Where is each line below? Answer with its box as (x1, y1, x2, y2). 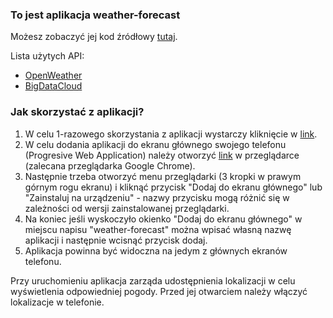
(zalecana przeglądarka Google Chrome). (24, 159, 196, 172)
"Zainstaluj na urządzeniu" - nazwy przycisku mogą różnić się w (24, 191, 290, 203)
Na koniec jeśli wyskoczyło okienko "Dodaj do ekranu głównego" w (24, 213, 303, 225)
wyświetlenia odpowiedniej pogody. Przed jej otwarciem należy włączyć (10, 285, 308, 297)
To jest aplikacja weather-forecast (10, 8, 181, 22)
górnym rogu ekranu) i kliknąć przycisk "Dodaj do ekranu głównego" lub (24, 181, 323, 193)
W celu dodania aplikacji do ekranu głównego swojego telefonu (24, 138, 287, 150)
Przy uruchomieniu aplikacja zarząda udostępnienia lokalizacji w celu (10, 274, 296, 287)
